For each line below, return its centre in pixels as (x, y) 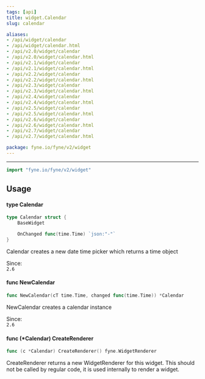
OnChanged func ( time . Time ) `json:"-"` (67, 234)
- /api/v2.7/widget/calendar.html (50, 137)
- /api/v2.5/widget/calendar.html (50, 114)
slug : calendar (26, 23)
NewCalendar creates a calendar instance (59, 307)
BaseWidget (31, 223)
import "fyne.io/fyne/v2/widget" (49, 170)
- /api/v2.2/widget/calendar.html (50, 80)
